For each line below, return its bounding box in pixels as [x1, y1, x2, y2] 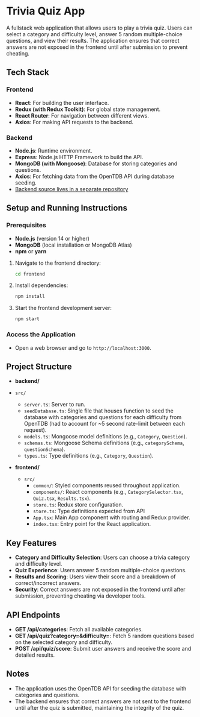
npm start [14, 316, 40, 322]
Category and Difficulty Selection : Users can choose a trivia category [14, 554, 190, 561]
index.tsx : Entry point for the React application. [32, 520, 151, 528]
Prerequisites [6, 221, 46, 230]
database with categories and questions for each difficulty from [23, 414, 182, 421]
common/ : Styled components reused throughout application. [32, 482, 181, 489]
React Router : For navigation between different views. [14, 112, 149, 119]
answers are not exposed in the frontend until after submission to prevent [6, 43, 188, 51]
